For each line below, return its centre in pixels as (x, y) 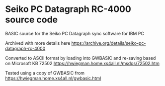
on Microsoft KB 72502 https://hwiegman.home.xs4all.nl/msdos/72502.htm (82, 63)
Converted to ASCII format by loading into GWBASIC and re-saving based (81, 58)
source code (32, 20)
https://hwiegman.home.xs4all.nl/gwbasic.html (53, 78)
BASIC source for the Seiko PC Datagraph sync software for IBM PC (75, 33)
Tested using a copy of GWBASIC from (45, 73)
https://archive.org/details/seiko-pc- (109, 43)
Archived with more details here (38, 43)
